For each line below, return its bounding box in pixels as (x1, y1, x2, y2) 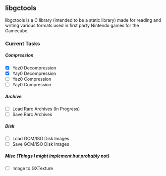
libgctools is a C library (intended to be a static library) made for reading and (5, 17, 162, 23)
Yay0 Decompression (12, 70, 56, 76)
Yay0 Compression (12, 81, 52, 87)
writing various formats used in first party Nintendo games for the (5, 22, 140, 28)
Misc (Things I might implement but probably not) (5, 153, 110, 159)
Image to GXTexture (12, 166, 54, 172)
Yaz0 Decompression (12, 64, 56, 71)
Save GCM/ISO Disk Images (12, 141, 69, 147)
